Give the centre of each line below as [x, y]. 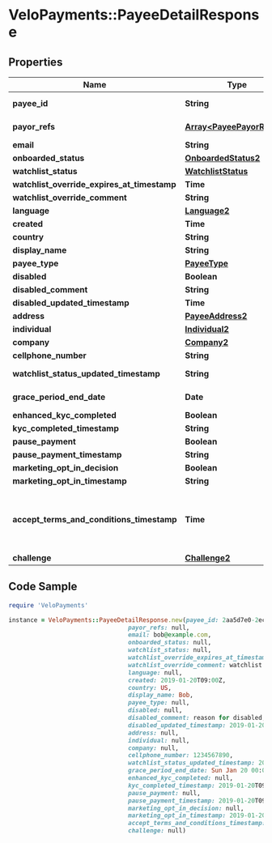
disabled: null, [155, 710]
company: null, [154, 748]
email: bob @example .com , [170, 635]
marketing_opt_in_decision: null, [186, 808]
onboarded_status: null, [170, 643]
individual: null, [159, 740]
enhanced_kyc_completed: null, [181, 778]
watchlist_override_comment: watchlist [195, 665]
